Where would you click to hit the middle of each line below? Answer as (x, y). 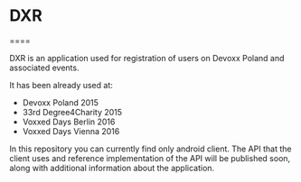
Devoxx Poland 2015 (61, 102)
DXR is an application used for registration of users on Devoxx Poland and (147, 58)
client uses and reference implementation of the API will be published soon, (150, 158)
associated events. (44, 68)
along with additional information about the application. (112, 168)
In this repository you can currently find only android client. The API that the (150, 149)
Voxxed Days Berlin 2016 (69, 122)
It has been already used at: (61, 85)
